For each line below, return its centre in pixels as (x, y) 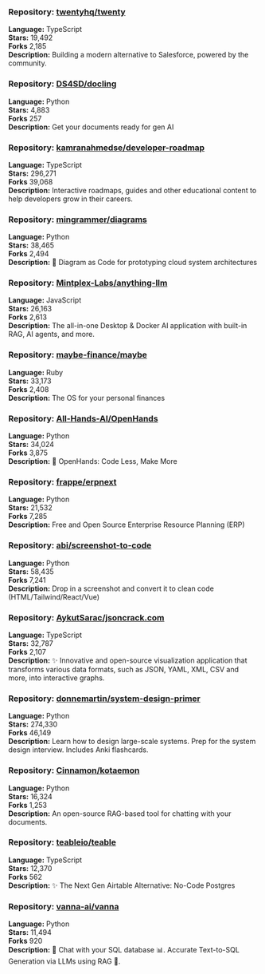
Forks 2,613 (28, 317)
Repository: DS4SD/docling (62, 84)
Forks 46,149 (30, 733)
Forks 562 (25, 877)
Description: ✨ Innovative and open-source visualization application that (128, 660)
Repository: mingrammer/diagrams (78, 220)
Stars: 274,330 (33, 724)
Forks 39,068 (31, 181)
